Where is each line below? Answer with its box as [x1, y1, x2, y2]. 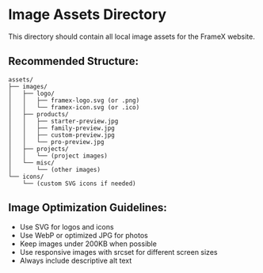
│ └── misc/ [8, 158, 55, 167]
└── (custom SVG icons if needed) [22, 180, 136, 188]
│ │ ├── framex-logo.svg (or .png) [8, 97, 140, 104]
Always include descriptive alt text [19, 256, 132, 265]
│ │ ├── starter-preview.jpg [8, 117, 119, 125]
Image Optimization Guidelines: [8, 201, 168, 214]
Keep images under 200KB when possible [19, 239, 157, 248]
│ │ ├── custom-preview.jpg [8, 131, 115, 139]
